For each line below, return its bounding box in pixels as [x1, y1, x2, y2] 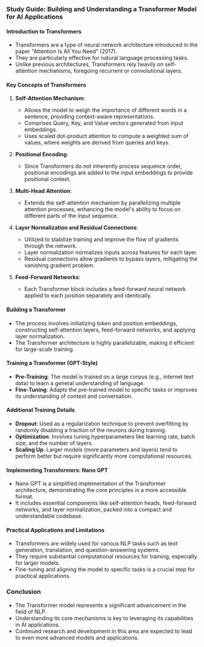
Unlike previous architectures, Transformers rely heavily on [15, 60, 164, 68]
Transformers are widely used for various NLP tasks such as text [15, 540, 178, 548]
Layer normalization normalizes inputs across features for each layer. [24, 249, 198, 256]
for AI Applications [6, 12, 63, 21]
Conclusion [6, 588, 41, 596]
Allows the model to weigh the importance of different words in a [24, 106, 187, 114]
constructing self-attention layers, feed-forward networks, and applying [15, 326, 196, 333]
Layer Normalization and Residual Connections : [15, 224, 139, 231]
